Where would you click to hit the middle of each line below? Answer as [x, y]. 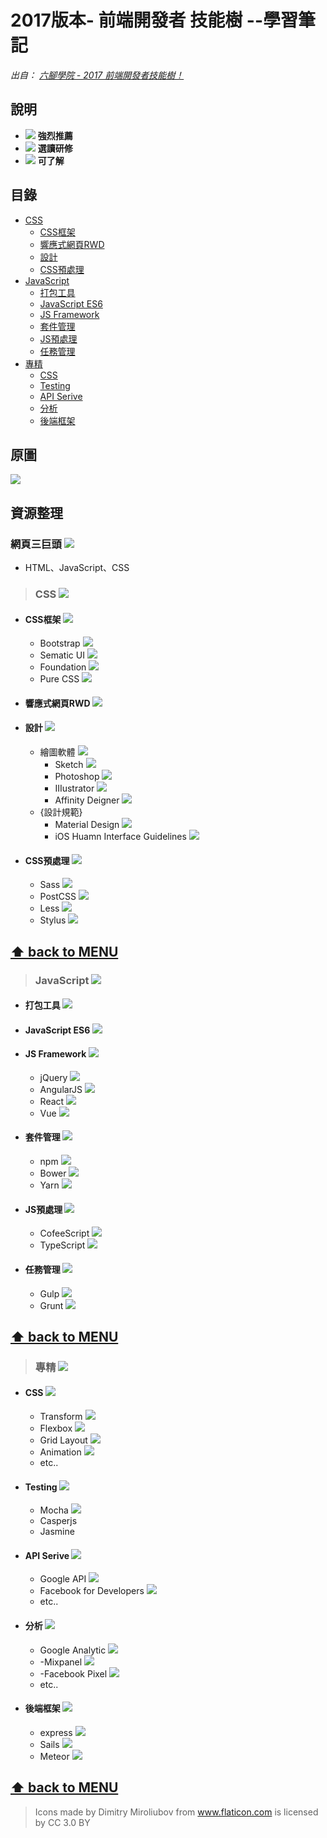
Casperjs [58, 1521]
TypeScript [62, 1245]
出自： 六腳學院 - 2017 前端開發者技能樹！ [97, 75]
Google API [63, 1579]
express [56, 1732]
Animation [60, 1452]
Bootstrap [60, 643]
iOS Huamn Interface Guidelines [120, 836]
